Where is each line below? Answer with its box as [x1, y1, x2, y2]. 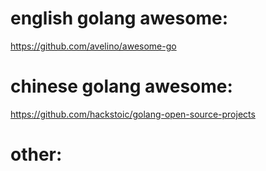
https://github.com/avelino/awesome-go [10, 40, 177, 52]
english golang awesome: [10, 7, 228, 30]
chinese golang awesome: [10, 75, 233, 98]
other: [10, 143, 63, 166]
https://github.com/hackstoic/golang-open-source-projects [10, 108, 256, 120]
